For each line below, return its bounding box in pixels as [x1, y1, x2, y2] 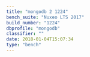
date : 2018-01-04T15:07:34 [6, 36, 74, 42]
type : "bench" [6, 42, 42, 48]
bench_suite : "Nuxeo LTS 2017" [6, 14, 85, 20]
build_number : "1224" [6, 20, 61, 26]
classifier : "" [6, 31, 44, 37]
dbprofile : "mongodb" [6, 25, 61, 31]
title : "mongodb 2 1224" [6, 8, 68, 15]
